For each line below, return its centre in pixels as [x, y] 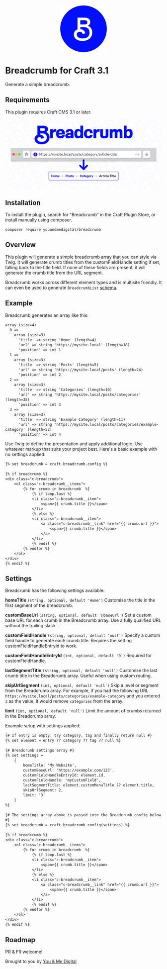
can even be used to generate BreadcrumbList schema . [61, 288]
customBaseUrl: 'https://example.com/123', [69, 771]
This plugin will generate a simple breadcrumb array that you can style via [81, 257]
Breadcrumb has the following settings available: [55, 590]
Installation [23, 203]
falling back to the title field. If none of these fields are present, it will [75, 267]
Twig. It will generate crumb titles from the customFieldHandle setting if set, [83, 262]
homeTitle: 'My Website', [50, 766]
